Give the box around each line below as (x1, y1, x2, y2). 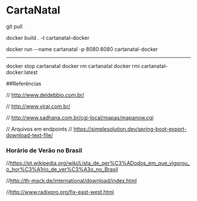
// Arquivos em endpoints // (6, 125, 73, 132)
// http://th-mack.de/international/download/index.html (6, 177, 137, 185)
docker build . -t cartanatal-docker (6, 34, 90, 41)
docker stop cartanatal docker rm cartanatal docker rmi (6, 62, 140, 69)
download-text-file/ (6, 131, 53, 138)
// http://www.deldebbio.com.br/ (6, 91, 84, 98)
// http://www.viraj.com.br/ (6, 103, 70, 110)
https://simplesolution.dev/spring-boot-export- (73, 125, 187, 132)
